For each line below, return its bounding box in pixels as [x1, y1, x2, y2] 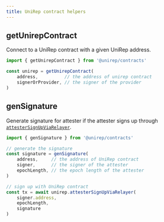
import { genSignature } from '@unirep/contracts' [6, 134, 134, 141]
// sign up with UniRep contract [6, 184, 89, 189]
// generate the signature [6, 146, 73, 152]
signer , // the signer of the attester [17, 162, 128, 168]
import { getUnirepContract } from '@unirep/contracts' [6, 57, 147, 64]
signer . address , [17, 195, 57, 201]
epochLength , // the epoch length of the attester [17, 168, 144, 173]
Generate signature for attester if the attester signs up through [6, 117, 158, 124]
